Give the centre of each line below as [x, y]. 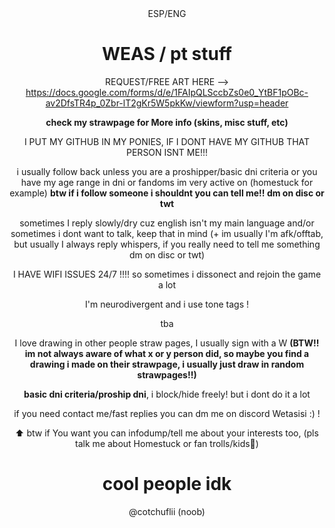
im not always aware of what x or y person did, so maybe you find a [167, 353]
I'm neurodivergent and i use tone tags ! [167, 304]
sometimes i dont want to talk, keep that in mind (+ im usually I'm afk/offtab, [167, 233]
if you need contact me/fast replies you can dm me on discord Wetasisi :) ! [167, 413]
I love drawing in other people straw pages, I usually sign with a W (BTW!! [167, 343]
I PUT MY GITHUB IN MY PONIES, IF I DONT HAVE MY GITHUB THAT [167, 141]
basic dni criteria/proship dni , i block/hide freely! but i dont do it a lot [167, 394]
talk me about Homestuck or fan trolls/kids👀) [167, 443]
